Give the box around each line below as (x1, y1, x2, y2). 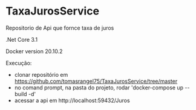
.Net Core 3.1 (5, 36, 38, 43)
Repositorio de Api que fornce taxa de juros (5, 24, 114, 31)
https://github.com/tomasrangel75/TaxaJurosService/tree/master (14, 77, 178, 85)
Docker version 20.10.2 (5, 47, 63, 55)
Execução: (5, 59, 32, 66)
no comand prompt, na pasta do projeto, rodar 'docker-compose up (14, 83, 184, 91)
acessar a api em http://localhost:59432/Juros (14, 97, 131, 104)
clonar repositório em (14, 71, 68, 78)
